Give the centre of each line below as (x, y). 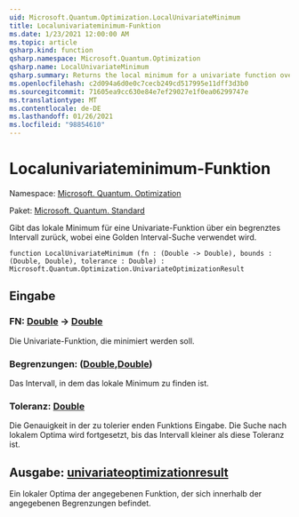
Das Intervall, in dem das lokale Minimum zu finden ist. (109, 383)
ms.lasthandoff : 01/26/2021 (61, 116)
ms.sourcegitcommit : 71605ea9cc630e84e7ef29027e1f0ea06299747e (129, 91)
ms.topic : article (43, 42)
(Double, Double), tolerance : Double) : (87, 261)
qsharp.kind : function (51, 51)
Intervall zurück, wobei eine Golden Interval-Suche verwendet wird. (133, 237)
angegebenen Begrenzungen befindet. (80, 504)
